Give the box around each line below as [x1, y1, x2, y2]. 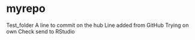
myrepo [6, 2, 46, 16]
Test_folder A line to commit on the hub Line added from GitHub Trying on [6, 21, 189, 29]
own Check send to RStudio [6, 27, 75, 35]
